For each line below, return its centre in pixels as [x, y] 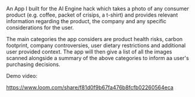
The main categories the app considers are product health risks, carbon [95, 39]
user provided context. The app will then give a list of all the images [89, 52]
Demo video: [22, 76]
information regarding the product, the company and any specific [86, 21]
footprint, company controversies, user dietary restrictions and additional [96, 45]
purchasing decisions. [33, 64]
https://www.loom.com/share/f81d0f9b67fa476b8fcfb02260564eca [90, 87]
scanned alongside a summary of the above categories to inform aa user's [97, 58]
